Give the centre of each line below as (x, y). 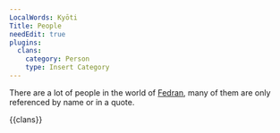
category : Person (58, 59)
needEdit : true (38, 34)
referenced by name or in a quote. (72, 102)
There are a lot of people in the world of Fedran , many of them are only (140, 92)
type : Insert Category (68, 68)
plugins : (25, 42)
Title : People (36, 26)
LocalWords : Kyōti (43, 17)
